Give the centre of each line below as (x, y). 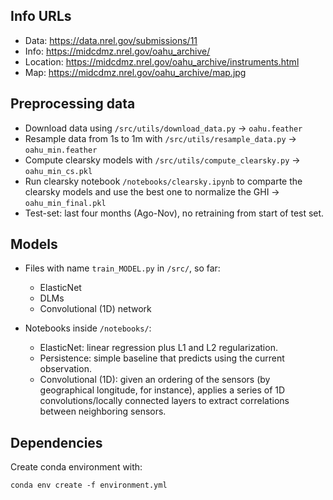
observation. (65, 369)
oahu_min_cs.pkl (58, 171)
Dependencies (56, 442)
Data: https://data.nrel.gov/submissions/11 (111, 40)
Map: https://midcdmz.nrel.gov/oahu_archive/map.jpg (135, 72)
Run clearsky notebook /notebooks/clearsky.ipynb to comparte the (163, 181)
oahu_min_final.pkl (65, 203)
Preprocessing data (73, 104)
